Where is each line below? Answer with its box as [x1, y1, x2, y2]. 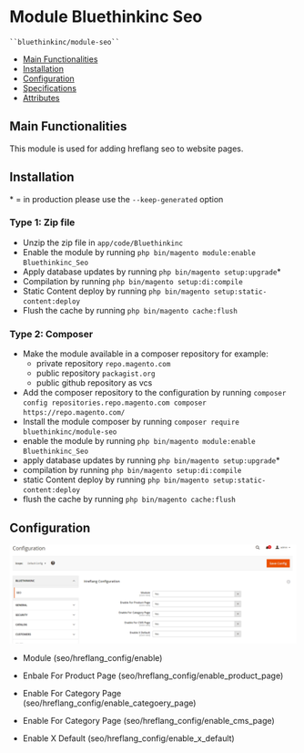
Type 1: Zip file [9, 216, 76, 229]
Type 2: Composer [9, 327, 94, 340]
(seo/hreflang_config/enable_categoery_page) [22, 697, 197, 708]
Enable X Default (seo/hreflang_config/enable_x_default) [22, 733, 235, 744]
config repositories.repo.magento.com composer [22, 398, 207, 407]
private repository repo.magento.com [35, 358, 171, 369]
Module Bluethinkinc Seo [9, 6, 203, 27]
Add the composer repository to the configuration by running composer [22, 387, 287, 398]
